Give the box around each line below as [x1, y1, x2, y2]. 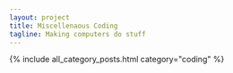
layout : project [9, 12, 70, 22]
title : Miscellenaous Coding [9, 21, 118, 30]
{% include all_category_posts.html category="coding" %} [9, 54, 225, 65]
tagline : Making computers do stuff [9, 29, 146, 38]
